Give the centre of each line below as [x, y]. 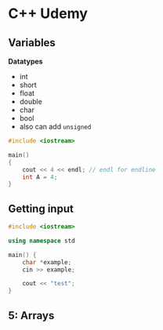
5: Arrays [31, 315]
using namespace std [42, 241]
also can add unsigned [55, 127]
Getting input [41, 209]
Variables [32, 43]
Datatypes [25, 61]
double [31, 102]
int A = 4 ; [40, 177]
